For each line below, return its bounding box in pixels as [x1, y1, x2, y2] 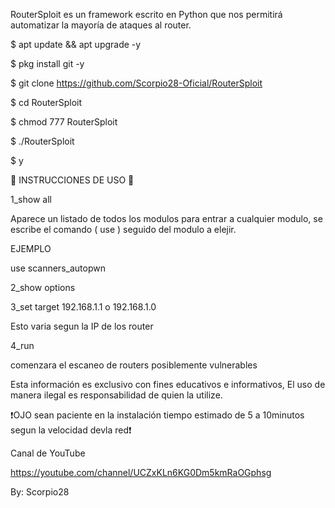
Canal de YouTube [10, 447, 86, 459]
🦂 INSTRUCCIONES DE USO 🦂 [10, 174, 135, 186]
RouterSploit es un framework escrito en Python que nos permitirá [10, 9, 283, 20]
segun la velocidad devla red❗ [10, 424, 132, 436]
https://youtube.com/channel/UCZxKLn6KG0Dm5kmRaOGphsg [10, 467, 272, 478]
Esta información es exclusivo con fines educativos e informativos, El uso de [10, 379, 326, 390]
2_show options [10, 282, 76, 293]
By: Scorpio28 [10, 486, 70, 498]
